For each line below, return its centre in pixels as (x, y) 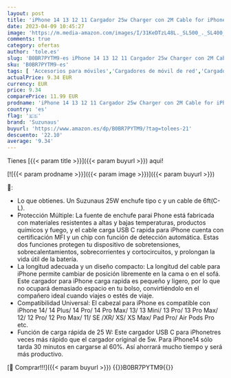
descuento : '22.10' (35, 135)
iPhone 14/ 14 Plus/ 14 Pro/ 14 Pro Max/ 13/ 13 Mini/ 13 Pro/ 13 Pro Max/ (118, 311)
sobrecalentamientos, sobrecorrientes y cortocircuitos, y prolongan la (116, 252)
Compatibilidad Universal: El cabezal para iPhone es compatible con (114, 303)
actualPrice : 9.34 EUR (40, 77)
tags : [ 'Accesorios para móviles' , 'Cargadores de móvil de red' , (104, 71)
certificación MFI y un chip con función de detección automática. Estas (118, 237)
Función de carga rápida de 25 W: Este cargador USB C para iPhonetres (119, 332)
